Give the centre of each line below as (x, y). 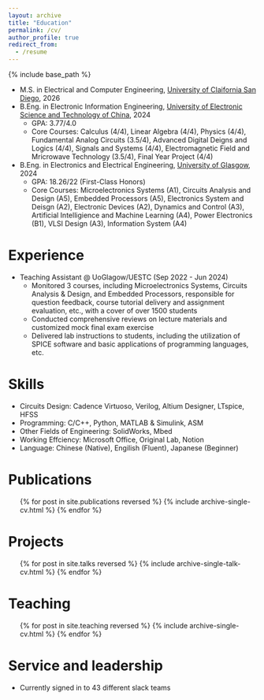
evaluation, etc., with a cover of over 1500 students (114, 310)
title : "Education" (40, 23)
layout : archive (35, 15)
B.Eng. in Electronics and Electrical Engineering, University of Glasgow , (135, 165)
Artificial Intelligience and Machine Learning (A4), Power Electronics (142, 215)
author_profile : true (44, 37)
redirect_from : (33, 45)
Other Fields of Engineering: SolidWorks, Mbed (96, 431)
